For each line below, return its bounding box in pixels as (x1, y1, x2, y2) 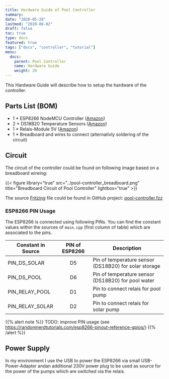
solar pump (93, 306, 120, 313)
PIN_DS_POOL (8, 274, 42, 281)
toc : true (5, 31, 26, 36)
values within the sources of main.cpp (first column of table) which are (5, 224, 151, 230)
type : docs (5, 36, 28, 41)
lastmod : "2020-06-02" (5, 21, 53, 27)
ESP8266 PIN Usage (5, 207, 56, 214)
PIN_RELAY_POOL (8, 288, 51, 295)
